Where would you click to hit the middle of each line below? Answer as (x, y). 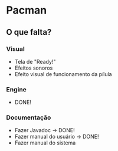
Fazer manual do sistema (45, 143)
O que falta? (29, 32)
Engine (16, 89)
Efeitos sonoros (34, 68)
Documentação (29, 117)
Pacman (27, 10)
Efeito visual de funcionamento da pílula (63, 74)
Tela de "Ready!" (35, 61)
